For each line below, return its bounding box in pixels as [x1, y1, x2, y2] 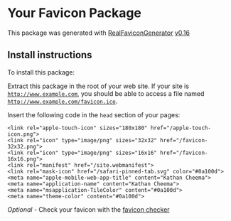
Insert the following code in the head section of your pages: [7, 110, 181, 119]
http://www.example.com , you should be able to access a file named [7, 89, 205, 97]
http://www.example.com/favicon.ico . [7, 97, 118, 105]
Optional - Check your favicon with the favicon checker [7, 205, 170, 214]
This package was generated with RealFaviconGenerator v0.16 [7, 28, 190, 37]
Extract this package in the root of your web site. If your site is [7, 82, 190, 90]
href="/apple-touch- [150, 124, 212, 131]
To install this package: [7, 68, 75, 76]
